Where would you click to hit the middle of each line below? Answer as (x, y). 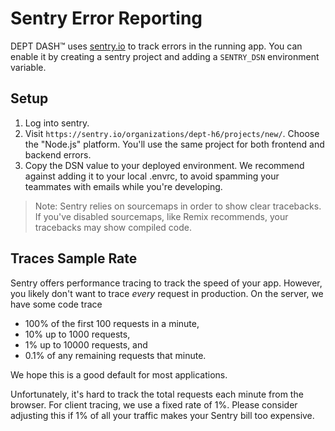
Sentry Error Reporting (106, 18)
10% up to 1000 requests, (77, 334)
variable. (28, 67)
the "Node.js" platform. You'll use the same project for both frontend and (174, 144)
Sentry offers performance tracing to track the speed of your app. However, (166, 283)
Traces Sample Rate (74, 258)
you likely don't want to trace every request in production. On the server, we (167, 293)
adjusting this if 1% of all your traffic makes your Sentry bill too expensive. (162, 415)
